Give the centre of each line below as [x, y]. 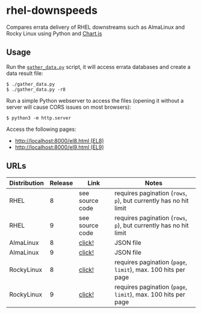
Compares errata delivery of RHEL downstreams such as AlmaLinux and [96, 27]
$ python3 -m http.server [38, 118]
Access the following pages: [41, 129]
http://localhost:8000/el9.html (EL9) [59, 147]
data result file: [25, 73]
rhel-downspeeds [52, 11]
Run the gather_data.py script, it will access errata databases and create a [99, 67]
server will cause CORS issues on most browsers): [69, 107]
